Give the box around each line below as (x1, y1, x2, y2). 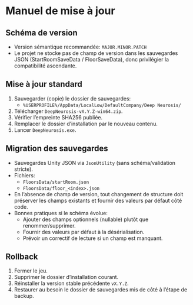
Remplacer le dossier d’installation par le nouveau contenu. (14, 120, 158, 127)
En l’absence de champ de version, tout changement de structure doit (14, 190, 184, 197)
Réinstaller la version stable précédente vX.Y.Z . (14, 280, 129, 287)
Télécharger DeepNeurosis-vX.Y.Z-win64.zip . (14, 108, 123, 115)
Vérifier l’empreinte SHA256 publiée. (14, 113, 103, 121)
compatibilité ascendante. (14, 62, 77, 69)
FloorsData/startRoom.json (22, 179, 89, 185)
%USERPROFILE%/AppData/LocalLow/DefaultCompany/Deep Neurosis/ (22, 102, 182, 108)
